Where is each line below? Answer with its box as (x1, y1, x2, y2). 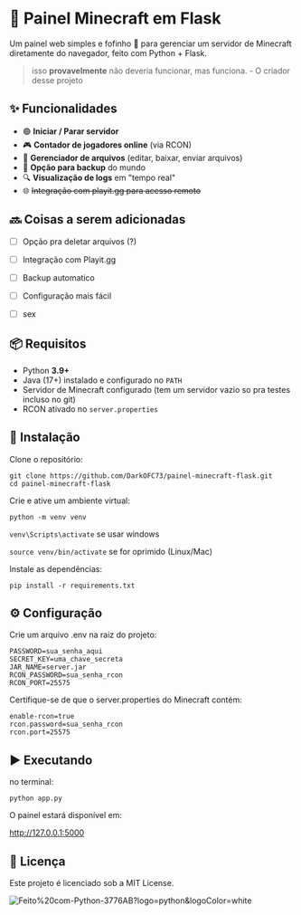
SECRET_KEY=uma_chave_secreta (9, 655, 124, 664)
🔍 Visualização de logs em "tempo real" (22, 172, 176, 183)
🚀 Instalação (9, 430, 80, 445)
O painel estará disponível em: (9, 810, 123, 821)
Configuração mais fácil (22, 290, 112, 301)
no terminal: (9, 777, 54, 787)
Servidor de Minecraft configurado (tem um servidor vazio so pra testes (22, 384, 291, 395)
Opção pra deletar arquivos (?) (22, 235, 137, 247)
